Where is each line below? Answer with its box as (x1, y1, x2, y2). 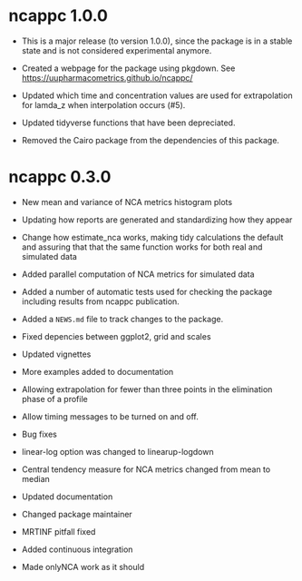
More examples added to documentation (21, 366, 174, 377)
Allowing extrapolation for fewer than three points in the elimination (21, 383, 273, 395)
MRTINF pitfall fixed (21, 526, 96, 537)
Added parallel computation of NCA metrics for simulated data (21, 269, 255, 280)
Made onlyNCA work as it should (21, 561, 145, 572)
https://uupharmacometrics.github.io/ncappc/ (21, 72, 193, 83)
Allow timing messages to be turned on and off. (21, 410, 199, 422)
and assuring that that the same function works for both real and (21, 241, 263, 252)
